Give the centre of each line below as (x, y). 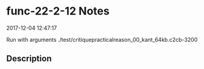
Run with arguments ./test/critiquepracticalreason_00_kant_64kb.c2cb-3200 (102, 39)
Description (29, 59)
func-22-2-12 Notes (58, 11)
